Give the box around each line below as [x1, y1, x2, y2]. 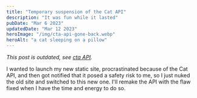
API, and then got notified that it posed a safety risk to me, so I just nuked [6, 72, 190, 79]
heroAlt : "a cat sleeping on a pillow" [6, 37, 108, 43]
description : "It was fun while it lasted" [6, 15, 119, 21]
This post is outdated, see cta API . [6, 54, 92, 60]
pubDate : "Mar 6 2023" [6, 20, 64, 26]
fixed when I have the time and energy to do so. [6, 85, 126, 91]
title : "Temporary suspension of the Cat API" [6, 8, 126, 15]
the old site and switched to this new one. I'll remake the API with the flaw [6, 78, 191, 85]
